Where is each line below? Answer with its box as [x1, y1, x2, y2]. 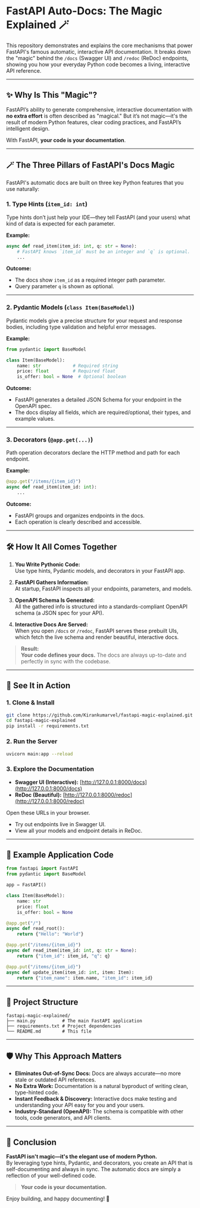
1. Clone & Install [6, 699, 55, 707]
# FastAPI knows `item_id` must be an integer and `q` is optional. [17, 249, 190, 255]
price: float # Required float [17, 368, 116, 374]
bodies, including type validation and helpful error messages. [6, 323, 157, 330]
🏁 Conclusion [6, 1137, 57, 1147]
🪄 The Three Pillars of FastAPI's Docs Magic [6, 160, 175, 171]
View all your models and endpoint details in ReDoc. [14, 827, 143, 834]
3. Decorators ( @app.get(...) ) [6, 435, 93, 444]
